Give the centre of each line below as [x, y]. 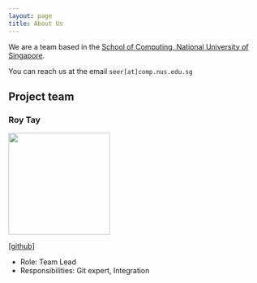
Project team [41, 96]
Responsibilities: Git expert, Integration [85, 271]
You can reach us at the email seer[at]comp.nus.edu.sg [101, 71]
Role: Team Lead [48, 262]
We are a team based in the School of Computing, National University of [128, 46]
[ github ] [21, 246]
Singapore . [27, 55]
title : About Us [36, 24]
